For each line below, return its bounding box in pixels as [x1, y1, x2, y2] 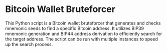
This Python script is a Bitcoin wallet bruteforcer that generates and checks [5, 20, 161, 26]
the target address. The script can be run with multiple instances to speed [5, 36, 158, 42]
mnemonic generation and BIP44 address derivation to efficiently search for [5, 30, 162, 36]
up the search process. [5, 41, 53, 47]
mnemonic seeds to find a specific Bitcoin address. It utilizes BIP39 [5, 25, 144, 31]
